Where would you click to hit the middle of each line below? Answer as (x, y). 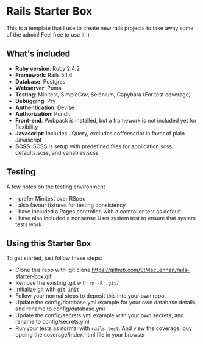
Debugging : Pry (35, 101)
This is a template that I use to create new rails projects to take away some (100, 28)
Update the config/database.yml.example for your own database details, (106, 303)
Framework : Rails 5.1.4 (44, 75)
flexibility (27, 127)
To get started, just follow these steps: (54, 258)
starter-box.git (33, 276)
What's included (38, 54)
